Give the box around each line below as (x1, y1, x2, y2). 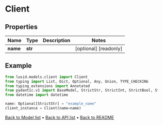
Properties (5, 23, 38, 31)
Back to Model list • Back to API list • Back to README (5, 114, 114, 120)
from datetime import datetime (5, 93, 68, 97)
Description (43, 37, 70, 44)
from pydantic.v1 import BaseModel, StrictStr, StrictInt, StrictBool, (5, 88, 153, 93)
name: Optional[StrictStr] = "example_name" (5, 101, 97, 106)
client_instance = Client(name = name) (5, 106, 81, 111)
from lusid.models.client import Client (5, 74, 88, 79)
